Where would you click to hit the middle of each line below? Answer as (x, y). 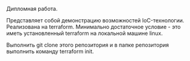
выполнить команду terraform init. (50, 51)
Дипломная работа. (32, 9)
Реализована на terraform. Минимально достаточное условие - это (93, 27)
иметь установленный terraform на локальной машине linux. (84, 33)
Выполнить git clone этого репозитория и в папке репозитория (88, 45)
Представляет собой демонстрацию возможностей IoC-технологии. (95, 20)
